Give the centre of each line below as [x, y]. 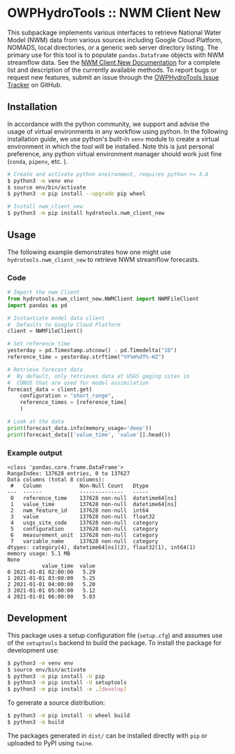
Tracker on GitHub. [35, 84]
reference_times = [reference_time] [74, 403]
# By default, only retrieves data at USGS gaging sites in [99, 376]
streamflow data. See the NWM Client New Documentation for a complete [114, 62]
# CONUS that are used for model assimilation [78, 383]
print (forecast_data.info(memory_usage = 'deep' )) [80, 428]
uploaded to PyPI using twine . [50, 743]
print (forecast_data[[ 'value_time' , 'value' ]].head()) [89, 434]
